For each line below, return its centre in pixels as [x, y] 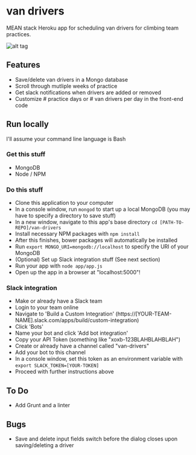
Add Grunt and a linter [43, 405]
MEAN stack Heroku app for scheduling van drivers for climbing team [93, 28]
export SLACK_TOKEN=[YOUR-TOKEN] [57, 366]
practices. [19, 34]
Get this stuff [26, 154]
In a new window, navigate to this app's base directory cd [86, 222]
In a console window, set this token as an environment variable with [99, 359]
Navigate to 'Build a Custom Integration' [65, 314]
